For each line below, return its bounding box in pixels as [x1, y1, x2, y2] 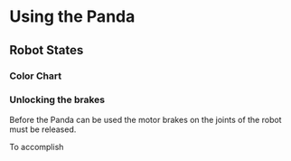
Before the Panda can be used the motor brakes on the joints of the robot [9, 114, 282, 125]
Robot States [9, 43, 84, 58]
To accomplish [9, 141, 64, 152]
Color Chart [9, 70, 61, 82]
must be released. [9, 124, 77, 135]
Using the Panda [9, 6, 136, 27]
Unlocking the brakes [9, 93, 106, 106]
